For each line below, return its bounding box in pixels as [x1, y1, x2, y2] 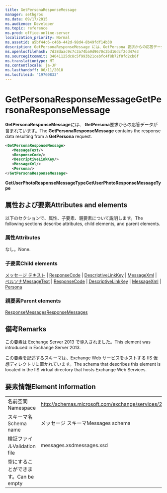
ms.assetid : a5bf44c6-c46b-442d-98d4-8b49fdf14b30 [5, 40, 112, 45]
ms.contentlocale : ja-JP [5, 63, 57, 68]
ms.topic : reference [5, 26, 48, 31]
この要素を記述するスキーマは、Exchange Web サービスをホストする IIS [5, 355, 153, 361]
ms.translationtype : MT [5, 58, 55, 63]
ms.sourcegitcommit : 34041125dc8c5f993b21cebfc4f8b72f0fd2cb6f [5, 53, 139, 59]
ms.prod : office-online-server [5, 30, 70, 35]
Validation [12, 443, 36, 450]
